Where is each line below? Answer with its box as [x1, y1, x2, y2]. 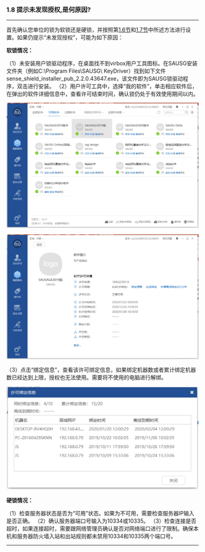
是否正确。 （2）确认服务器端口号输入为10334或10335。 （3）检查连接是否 [6, 517, 197, 525]
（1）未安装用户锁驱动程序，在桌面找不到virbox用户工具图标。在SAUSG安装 [6, 60, 198, 67]
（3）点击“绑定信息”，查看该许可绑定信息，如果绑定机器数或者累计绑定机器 [6, 366, 196, 373]
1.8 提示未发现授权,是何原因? [6, 5, 92, 13]
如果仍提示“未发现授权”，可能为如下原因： [16, 34, 124, 41]
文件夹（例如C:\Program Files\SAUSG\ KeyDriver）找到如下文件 [6, 67, 167, 74]
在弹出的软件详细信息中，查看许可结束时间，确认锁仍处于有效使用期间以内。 [6, 90, 199, 98]
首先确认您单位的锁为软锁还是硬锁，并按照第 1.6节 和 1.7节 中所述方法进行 [6, 26, 186, 34]
